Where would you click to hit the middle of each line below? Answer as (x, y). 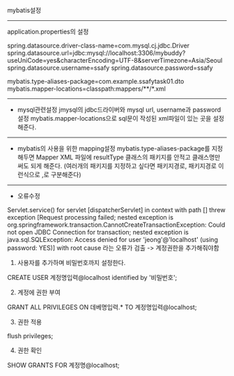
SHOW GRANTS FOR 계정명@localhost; (63, 365)
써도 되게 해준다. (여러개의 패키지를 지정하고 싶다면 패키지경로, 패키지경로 (117, 166)
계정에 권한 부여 (39, 292)
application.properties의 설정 (48, 31)
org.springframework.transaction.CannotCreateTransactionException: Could (116, 225)
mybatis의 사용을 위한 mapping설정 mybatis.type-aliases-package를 (114, 148)
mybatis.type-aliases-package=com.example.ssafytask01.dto (96, 81)
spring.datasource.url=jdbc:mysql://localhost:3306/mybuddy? (96, 53)
